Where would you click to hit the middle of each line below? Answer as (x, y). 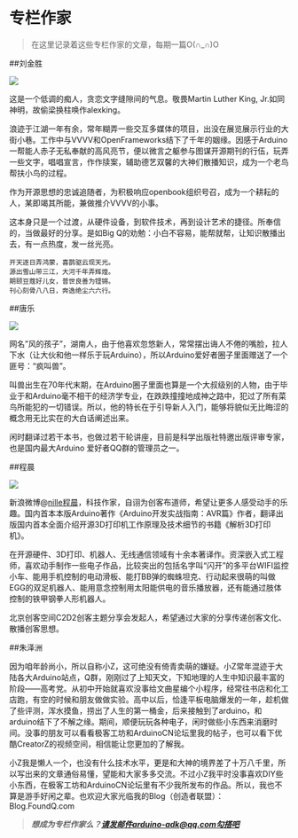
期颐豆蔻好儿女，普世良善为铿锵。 (62, 281)
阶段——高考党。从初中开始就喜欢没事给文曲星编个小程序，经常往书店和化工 (149, 688)
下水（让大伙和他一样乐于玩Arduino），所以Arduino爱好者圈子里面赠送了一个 (149, 355)
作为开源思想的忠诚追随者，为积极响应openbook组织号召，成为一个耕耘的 (144, 192)
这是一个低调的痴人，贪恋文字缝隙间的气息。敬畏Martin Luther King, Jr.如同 (147, 98)
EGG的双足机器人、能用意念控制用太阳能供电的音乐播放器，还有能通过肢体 (145, 587)
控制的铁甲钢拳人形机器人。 (60, 599)
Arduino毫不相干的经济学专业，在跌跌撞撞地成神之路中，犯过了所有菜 (159, 396)
